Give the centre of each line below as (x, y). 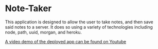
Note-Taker (28, 8)
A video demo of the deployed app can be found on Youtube (66, 41)
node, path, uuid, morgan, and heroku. (44, 32)
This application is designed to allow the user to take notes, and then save (79, 22)
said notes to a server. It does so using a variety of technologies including (79, 27)
